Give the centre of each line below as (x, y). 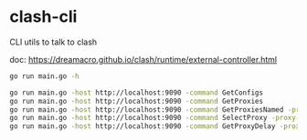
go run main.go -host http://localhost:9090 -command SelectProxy (138, 118)
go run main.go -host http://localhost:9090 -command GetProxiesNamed (147, 110)
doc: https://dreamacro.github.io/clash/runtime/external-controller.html (143, 59)
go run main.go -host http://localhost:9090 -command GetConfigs (136, 93)
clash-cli (43, 17)
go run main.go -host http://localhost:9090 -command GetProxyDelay (143, 126)
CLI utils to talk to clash (53, 42)
